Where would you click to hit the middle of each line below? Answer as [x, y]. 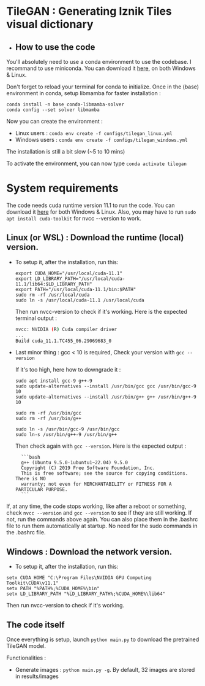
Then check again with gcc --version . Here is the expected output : [101, 446]
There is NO [30, 479]
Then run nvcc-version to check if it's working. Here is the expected [101, 311]
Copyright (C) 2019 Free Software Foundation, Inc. [88, 468]
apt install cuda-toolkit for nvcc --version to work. [74, 218]
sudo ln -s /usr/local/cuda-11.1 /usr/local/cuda [80, 300]
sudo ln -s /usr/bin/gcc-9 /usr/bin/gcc [67, 429]
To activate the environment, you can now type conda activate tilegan [96, 163]
